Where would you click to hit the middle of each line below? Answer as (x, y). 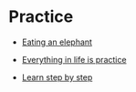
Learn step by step (57, 77)
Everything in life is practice (74, 59)
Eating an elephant (57, 42)
